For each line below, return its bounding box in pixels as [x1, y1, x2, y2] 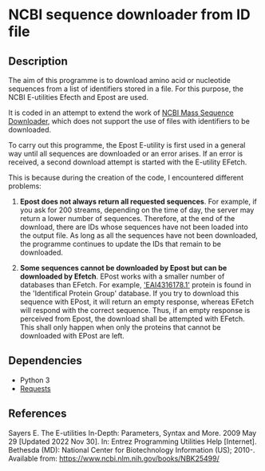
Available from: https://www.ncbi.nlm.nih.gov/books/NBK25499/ [8, 453, 220, 463]
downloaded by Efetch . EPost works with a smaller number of [19, 271, 225, 281]
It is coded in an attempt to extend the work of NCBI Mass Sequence [8, 108, 234, 117]
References [8, 407, 67, 421]
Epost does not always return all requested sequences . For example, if [19, 197, 257, 206]
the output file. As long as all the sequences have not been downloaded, [19, 231, 258, 240]
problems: [8, 181, 42, 191]
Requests [19, 383, 51, 393]
